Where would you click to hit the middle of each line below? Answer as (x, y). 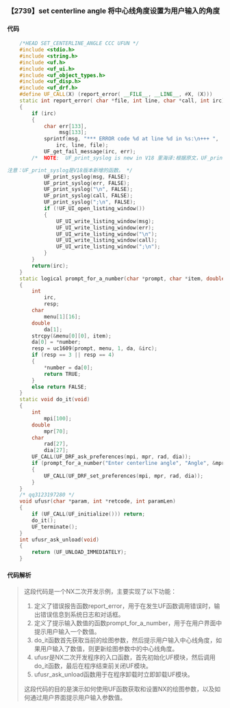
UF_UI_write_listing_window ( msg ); (105, 221)
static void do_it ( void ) (55, 400)
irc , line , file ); (82, 145)
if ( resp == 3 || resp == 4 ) (73, 355)
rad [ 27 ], (56, 444)
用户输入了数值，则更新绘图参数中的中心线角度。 (109, 649)
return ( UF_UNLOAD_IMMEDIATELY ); (79, 553)
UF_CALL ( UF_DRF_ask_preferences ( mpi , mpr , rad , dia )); (112, 457)
